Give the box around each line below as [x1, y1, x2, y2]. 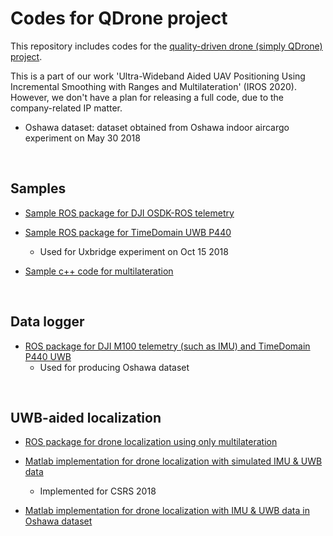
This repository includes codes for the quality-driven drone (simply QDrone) [10, 40, 323, 52]
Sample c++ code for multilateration [24, 265, 174, 277]
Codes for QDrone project [10, 7, 228, 30]
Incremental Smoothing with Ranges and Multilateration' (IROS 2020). [10, 80, 297, 92]
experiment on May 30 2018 [24, 132, 141, 144]
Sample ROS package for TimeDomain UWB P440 [24, 226, 232, 238]
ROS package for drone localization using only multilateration [24, 436, 278, 448]
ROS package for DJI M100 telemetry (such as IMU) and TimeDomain [24, 340, 311, 352]
